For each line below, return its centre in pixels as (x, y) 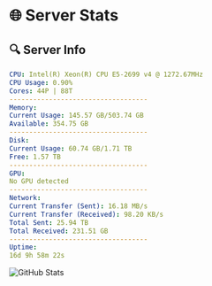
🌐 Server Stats (64, 15)
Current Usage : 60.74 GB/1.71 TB (71, 148)
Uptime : (23, 247)
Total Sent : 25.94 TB (49, 222)
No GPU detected (39, 182)
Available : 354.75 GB (49, 124)
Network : (25, 198)
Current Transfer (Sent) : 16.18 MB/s (79, 206)
